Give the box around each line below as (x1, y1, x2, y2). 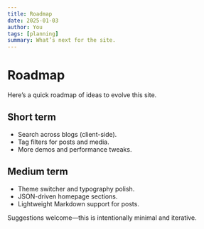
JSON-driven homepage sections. (17, 192, 118, 201)
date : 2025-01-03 (7, 17, 59, 24)
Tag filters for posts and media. (17, 138, 109, 146)
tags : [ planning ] (7, 30, 59, 38)
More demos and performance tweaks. (17, 145, 132, 153)
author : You (7, 23, 43, 30)
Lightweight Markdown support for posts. (17, 199, 140, 208)
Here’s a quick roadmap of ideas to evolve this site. (7, 91, 157, 99)
